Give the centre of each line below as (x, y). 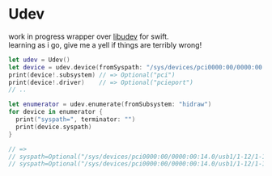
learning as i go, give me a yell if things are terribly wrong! (105, 44)
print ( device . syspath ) (54, 127)
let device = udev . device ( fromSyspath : (76, 67)
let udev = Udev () (39, 60)
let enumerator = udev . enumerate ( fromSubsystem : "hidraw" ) (110, 105)
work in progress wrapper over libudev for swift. (89, 36)
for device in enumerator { (56, 112)
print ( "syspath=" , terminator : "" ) (76, 119)
